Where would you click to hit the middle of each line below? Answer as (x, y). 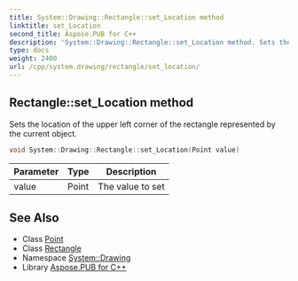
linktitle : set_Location (55, 26)
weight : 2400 (33, 59)
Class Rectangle (51, 248)
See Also (34, 218)
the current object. (43, 133)
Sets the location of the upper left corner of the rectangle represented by (143, 124)
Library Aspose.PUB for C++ (74, 268)
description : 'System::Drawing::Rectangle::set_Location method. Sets (142, 42)
